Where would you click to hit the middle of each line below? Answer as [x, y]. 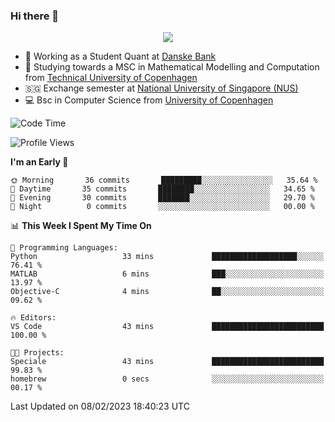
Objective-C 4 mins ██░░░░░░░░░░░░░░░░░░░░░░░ [167, 292]
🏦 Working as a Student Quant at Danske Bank [120, 56]
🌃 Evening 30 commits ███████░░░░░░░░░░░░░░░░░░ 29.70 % [162, 198]
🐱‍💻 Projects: [37, 353]
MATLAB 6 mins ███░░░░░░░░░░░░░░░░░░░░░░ [167, 274]
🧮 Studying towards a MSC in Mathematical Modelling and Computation [172, 67]
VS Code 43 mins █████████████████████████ [167, 327]
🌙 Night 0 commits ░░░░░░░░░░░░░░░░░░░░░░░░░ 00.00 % [162, 207]
